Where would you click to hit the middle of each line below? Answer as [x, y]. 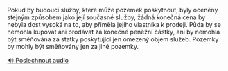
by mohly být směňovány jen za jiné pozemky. [73, 47]
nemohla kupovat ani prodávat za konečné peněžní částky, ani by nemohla [114, 32]
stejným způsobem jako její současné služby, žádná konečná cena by [106, 17]
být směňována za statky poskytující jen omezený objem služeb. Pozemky [113, 39]
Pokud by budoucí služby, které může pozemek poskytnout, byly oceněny [113, 10]
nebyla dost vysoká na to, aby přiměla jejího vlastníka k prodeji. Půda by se [114, 24]
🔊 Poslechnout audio [38, 60]
